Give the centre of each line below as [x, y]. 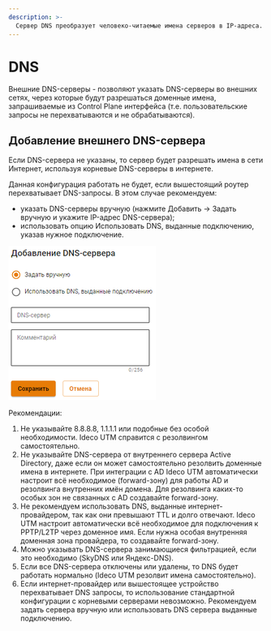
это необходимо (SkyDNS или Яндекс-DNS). [97, 558]
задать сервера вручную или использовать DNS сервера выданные [139, 610]
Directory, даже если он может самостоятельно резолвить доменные [141, 463]
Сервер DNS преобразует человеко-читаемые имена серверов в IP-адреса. [140, 26]
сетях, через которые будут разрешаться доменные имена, [112, 98]
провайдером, [45, 515]
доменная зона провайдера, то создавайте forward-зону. [119, 541]
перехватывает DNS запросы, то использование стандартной [127, 593]
